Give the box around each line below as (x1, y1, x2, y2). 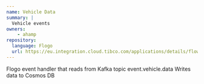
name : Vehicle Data (6, 9, 56, 15)
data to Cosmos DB (6, 71, 55, 79)
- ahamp (17, 32, 36, 38)
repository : (6, 37, 36, 43)
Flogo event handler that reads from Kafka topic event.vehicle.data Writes (6, 65, 191, 72)
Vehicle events (12, 20, 50, 26)
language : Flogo (12, 43, 53, 49)
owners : (6, 26, 26, 32)
